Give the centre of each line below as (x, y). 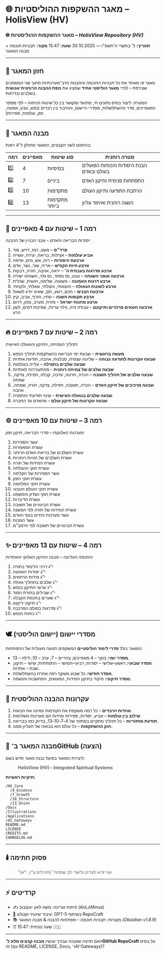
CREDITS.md (17, 833)
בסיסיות (56, 169)
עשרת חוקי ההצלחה (31, 468)
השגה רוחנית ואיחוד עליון (108, 203)
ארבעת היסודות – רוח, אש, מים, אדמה (48, 260)
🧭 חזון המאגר (25, 71)
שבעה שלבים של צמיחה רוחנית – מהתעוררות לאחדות (63, 369)
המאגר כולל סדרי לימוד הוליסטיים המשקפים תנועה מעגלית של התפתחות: (74, 648)
